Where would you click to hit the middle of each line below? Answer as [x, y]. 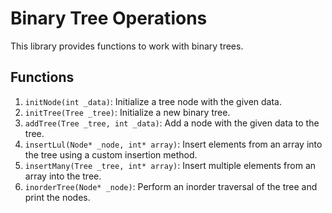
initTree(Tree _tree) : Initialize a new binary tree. [127, 112]
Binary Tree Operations [109, 18]
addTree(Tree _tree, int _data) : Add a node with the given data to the [172, 123]
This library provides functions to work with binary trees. [127, 46]
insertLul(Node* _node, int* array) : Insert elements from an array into [173, 144]
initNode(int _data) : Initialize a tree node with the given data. [153, 101]
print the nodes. [57, 197]
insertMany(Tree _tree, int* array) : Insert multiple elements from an [170, 165]
